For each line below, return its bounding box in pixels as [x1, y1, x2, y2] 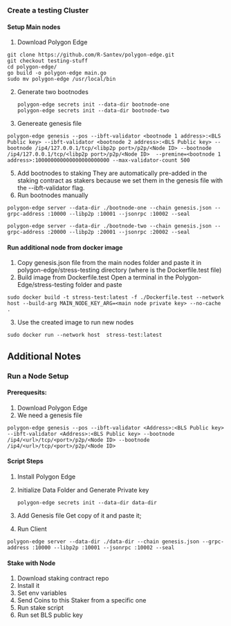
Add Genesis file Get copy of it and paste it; [17, 511, 142, 520]
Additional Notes [7, 350, 82, 362]
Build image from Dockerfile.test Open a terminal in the [17, 273, 174, 282]
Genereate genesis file [17, 120, 82, 128]
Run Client [17, 525, 47, 533]
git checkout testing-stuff [7, 57, 89, 64]
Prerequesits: [7, 388, 47, 396]
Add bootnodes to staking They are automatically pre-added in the [17, 169, 207, 178]
